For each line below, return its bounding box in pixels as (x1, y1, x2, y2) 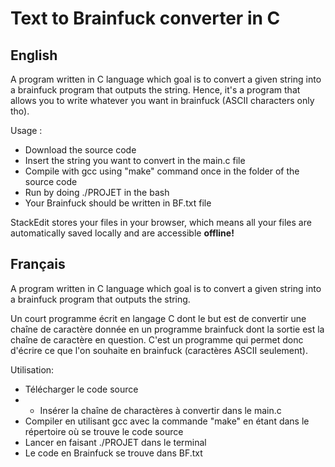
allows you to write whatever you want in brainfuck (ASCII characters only (10, 95, 315, 106)
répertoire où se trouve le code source (24, 425, 184, 437)
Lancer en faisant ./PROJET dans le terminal (24, 436, 207, 448)
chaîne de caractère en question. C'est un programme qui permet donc (10, 333, 304, 346)
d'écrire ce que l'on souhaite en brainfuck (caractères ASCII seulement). (10, 344, 308, 356)
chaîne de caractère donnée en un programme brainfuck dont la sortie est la (10, 323, 325, 335)
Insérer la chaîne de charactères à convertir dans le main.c (39, 404, 282, 416)
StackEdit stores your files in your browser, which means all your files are (10, 217, 312, 228)
